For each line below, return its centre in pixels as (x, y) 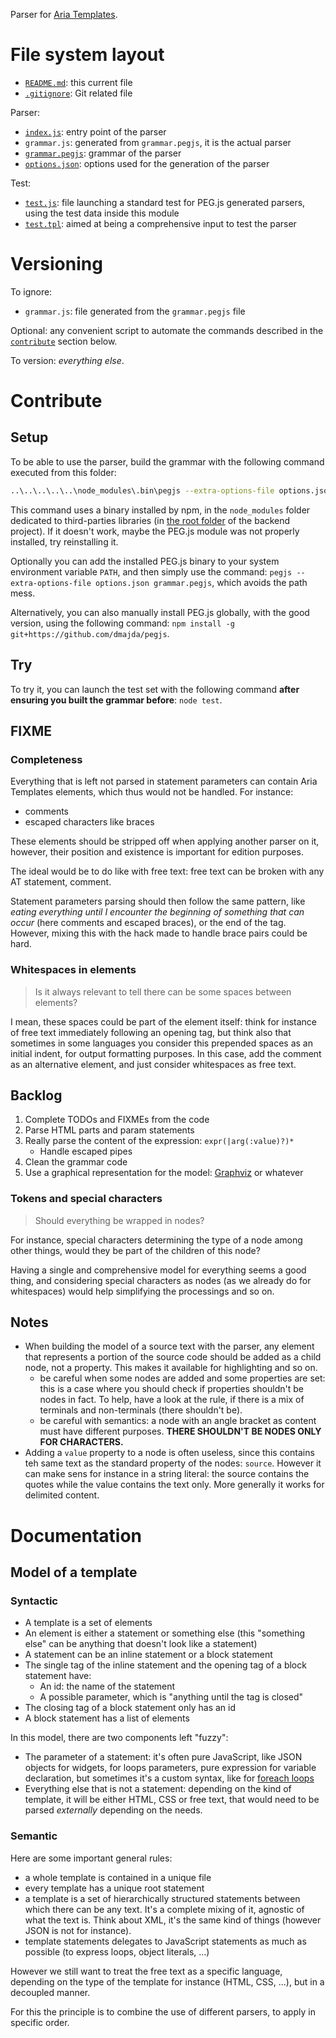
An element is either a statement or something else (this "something (165, 1633)
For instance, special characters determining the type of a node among (156, 1240)
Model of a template (74, 1572)
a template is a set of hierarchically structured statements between (162, 1898)
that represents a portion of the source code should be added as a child (173, 1357)
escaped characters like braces (89, 822)
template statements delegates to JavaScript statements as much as (165, 1941)
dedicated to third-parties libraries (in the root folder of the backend (150, 520)
